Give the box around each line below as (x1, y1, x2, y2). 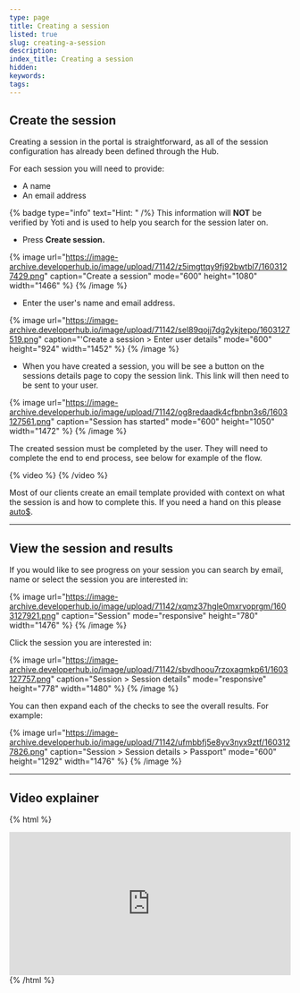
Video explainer (9, 790, 100, 806)
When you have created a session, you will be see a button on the (21, 361, 265, 372)
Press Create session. (21, 235, 105, 245)
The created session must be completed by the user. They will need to (9, 443, 268, 454)
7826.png (9, 747, 45, 758)
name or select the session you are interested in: (9, 574, 188, 585)
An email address (21, 190, 87, 201)
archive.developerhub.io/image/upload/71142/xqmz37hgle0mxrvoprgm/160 (9, 601, 287, 612)
